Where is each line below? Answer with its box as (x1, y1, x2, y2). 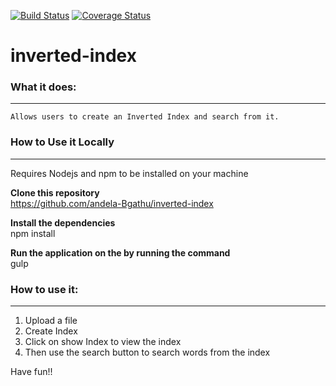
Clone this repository (10, 186, 100, 199)
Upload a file (24, 315, 78, 327)
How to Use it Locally (10, 135, 115, 149)
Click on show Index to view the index (24, 336, 182, 348)
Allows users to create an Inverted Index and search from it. (10, 112, 280, 122)
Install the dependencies (10, 216, 116, 229)
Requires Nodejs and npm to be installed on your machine (10, 167, 249, 179)
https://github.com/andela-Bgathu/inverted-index (10, 197, 214, 209)
